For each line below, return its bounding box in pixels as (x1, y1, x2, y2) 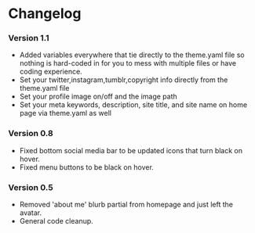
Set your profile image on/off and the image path (19, 91, 178, 102)
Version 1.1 (8, 33, 49, 44)
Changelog (8, 5, 82, 23)
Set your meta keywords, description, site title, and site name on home (19, 100, 248, 109)
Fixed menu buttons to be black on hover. (19, 162, 155, 172)
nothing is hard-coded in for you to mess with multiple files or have (19, 59, 237, 68)
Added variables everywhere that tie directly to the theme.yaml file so (19, 50, 245, 59)
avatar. (19, 208, 42, 217)
